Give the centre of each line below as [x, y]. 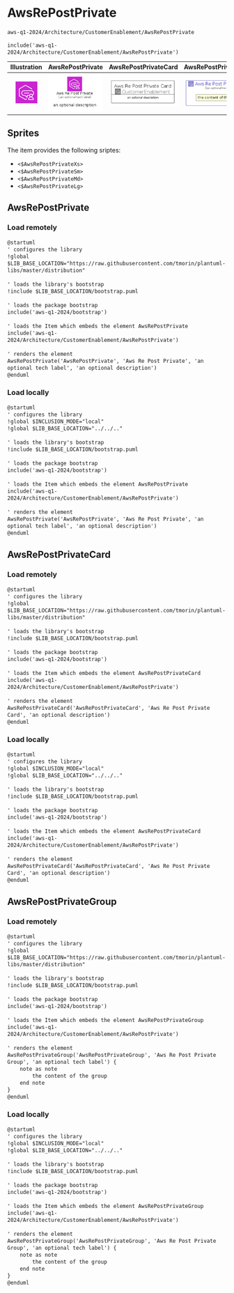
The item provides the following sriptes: [64, 150]
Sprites [23, 133]
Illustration [26, 67]
